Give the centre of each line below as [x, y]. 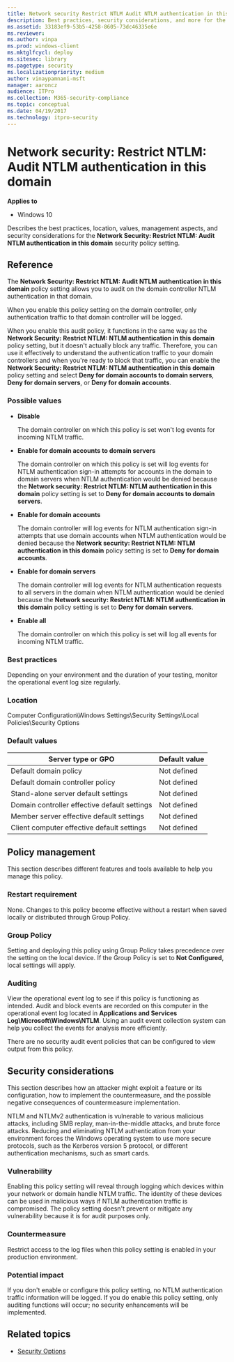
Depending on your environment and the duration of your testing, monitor [112, 675]
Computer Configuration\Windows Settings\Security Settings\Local [103, 715]
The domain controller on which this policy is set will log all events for [117, 634]
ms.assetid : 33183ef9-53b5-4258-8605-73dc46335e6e [82, 27]
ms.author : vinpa [32, 40]
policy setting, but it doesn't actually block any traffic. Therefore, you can [112, 345]
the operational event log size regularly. [64, 682]
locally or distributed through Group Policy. [69, 917]
